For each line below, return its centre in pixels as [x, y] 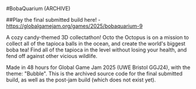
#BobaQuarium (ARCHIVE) [38, 8]
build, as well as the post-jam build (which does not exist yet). [81, 80]
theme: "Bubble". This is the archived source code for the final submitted [94, 73]
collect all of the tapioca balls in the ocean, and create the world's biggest [96, 44]
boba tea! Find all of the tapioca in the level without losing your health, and [97, 50]
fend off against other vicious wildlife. [52, 56]
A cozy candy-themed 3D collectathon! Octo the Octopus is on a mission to [98, 37]
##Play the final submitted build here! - [54, 20]
